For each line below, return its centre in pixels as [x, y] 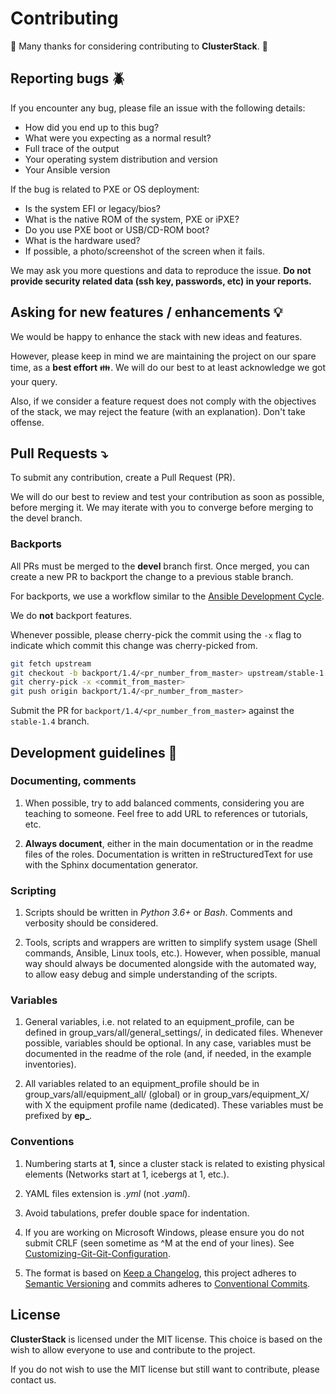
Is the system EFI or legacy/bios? [93, 208]
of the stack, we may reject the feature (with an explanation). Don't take [158, 411]
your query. [34, 381]
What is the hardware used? [82, 240]
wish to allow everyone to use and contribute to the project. [133, 1349]
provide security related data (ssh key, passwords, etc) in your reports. [161, 281]
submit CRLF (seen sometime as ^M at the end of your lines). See [159, 1243]
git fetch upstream [51, 663]
